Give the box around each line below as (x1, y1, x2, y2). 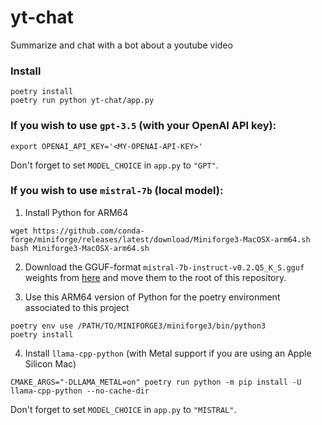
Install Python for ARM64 (24, 206, 129, 218)
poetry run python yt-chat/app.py (10, 96, 155, 106)
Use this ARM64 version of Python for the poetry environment (24, 291, 281, 303)
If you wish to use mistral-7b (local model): (10, 184, 224, 198)
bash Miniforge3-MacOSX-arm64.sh (10, 243, 150, 253)
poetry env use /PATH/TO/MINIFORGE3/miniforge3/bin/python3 (10, 321, 267, 331)
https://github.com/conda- (32, 226, 145, 236)
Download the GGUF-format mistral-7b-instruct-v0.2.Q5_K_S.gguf (24, 261, 305, 273)
